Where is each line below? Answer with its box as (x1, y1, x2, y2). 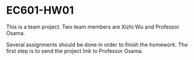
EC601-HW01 (6, 4, 74, 17)
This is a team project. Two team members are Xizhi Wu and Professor (6, 23, 180, 30)
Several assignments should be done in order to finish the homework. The (6, 41, 188, 48)
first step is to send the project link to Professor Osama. (6, 47, 143, 54)
